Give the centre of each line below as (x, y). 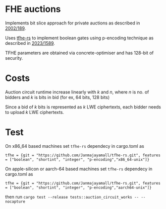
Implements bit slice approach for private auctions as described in (73, 23)
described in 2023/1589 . (30, 43)
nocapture (15, 202)
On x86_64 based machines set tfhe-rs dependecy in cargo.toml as (75, 146)
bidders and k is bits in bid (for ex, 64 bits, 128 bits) (57, 97)
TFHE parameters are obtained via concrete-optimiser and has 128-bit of (80, 53)
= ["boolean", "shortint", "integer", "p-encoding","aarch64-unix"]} (79, 188)
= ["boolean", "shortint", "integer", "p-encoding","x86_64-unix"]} (77, 159)
